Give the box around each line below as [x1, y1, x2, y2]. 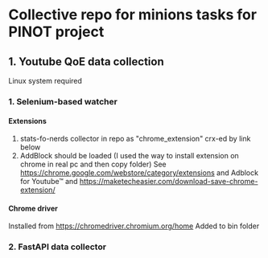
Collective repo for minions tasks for [8, 6, 258, 24]
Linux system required [8, 76, 83, 85]
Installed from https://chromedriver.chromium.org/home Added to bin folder [8, 221, 260, 231]
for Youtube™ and [19, 177, 78, 186]
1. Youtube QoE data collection [8, 55, 165, 68]
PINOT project [8, 23, 105, 41]
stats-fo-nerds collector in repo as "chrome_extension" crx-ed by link [19, 134, 251, 144]
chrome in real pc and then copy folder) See [19, 159, 167, 170]
